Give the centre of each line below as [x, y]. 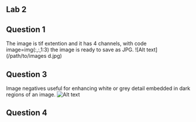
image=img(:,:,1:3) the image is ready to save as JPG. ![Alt [75, 50]
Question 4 [27, 113]
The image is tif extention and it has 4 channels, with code [77, 44]
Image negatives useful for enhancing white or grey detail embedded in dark [98, 88]
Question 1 [26, 29]
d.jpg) [55, 56]
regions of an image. [31, 95]
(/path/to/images [26, 56]
